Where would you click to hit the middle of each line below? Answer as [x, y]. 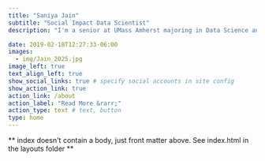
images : [21, 52]
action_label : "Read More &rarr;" [65, 103]
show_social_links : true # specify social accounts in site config [121, 81]
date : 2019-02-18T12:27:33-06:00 [63, 44]
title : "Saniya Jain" [44, 15]
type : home [26, 118]
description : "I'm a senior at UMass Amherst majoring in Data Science [128, 30]
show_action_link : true [47, 88]
